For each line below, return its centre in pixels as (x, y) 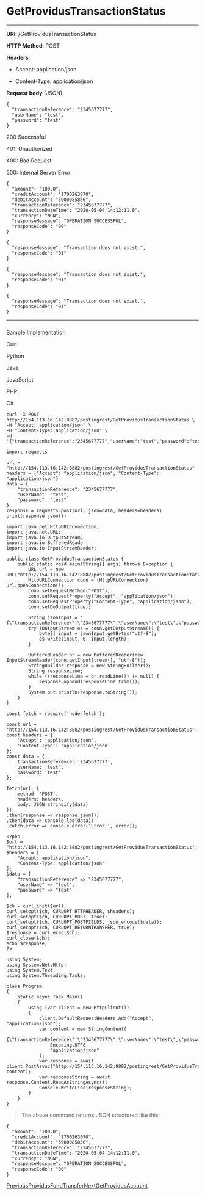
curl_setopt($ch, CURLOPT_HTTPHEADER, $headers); (71, 911)
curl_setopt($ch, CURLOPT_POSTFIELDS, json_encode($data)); (85, 922)
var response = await (67, 1061)
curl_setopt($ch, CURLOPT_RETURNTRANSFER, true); (71, 927)
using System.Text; (31, 970)
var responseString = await (75, 1077)
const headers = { (30, 735)
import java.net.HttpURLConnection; (53, 526)
